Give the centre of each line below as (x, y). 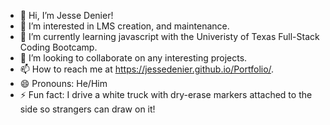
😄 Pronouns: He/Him (63, 83)
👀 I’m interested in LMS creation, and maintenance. (124, 26)
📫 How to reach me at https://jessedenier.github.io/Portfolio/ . (147, 69)
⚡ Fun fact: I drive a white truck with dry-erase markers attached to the (166, 94)
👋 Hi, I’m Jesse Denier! (66, 15)
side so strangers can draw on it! (87, 109)
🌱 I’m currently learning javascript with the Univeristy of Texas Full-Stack (169, 36)
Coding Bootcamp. (58, 47)
